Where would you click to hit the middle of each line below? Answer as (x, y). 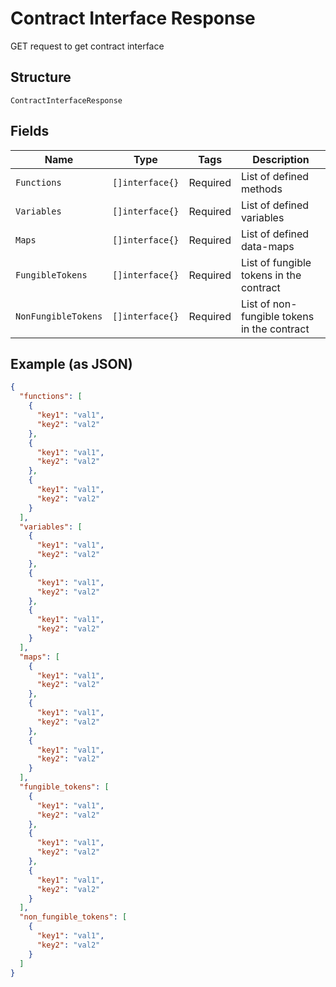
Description (281, 159)
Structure (41, 77)
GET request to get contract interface (87, 46)
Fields (30, 131)
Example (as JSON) (71, 363)
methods (261, 189)
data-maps (267, 246)
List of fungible (276, 262)
